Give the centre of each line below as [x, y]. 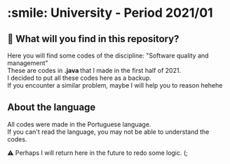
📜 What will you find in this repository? [93, 39]
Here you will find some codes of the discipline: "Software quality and [108, 55]
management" [28, 63]
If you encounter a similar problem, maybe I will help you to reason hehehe [115, 85]
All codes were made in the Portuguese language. [79, 124]
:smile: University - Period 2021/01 [110, 13]
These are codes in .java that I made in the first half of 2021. [94, 70]
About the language [52, 108]
